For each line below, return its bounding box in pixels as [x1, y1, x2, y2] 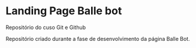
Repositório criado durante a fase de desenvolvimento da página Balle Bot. [5, 35, 190, 42]
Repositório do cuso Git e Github [5, 24, 86, 31]
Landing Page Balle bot [5, 4, 122, 18]
